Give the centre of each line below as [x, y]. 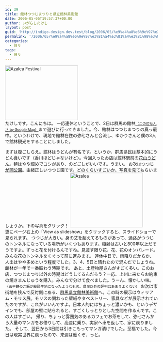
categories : [17, 41]
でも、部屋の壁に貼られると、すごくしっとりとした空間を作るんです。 [83, 311]
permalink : [16, 37]
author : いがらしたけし [26, 23]
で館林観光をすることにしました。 [39, 141]
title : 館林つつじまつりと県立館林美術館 [42, 14]
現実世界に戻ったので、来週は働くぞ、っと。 [58, 335]
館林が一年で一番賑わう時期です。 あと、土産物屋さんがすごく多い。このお [80, 268]
